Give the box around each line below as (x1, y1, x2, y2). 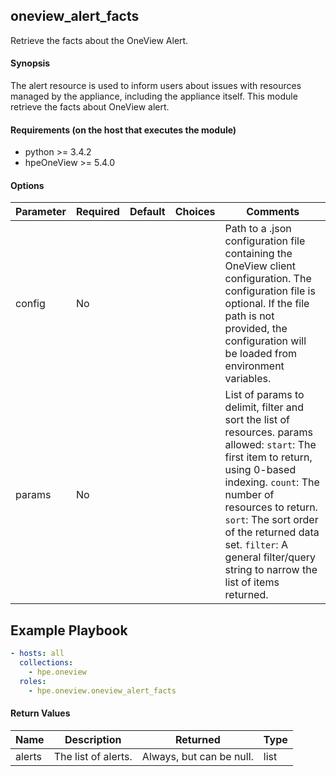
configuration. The (224, 272, 312, 286)
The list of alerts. (53, 749, 133, 763)
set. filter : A (224, 538, 288, 552)
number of (224, 488, 275, 502)
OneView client (224, 259, 297, 273)
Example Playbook (10, 622, 128, 639)
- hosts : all (10, 649, 65, 659)
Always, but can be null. (141, 749, 254, 763)
